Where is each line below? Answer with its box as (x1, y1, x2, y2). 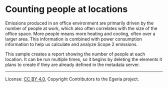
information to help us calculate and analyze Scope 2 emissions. (5, 41, 138, 47)
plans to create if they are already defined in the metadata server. (5, 61, 140, 67)
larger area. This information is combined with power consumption (5, 36, 142, 42)
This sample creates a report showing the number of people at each (5, 51, 145, 57)
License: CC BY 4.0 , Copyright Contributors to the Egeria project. (5, 76, 139, 82)
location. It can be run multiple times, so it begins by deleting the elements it (5, 56, 162, 62)
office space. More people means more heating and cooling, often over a (5, 30, 156, 36)
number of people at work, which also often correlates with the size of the (5, 25, 157, 31)
